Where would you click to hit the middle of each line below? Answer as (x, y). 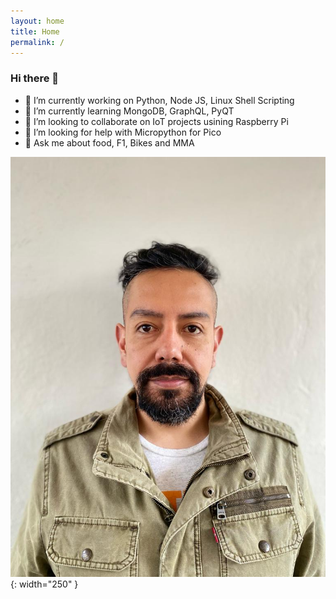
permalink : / (37, 42)
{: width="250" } (44, 584)
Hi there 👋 (35, 78)
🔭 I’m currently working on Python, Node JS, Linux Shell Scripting (159, 100)
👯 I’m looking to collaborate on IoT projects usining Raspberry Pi (156, 121)
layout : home (37, 21)
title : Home (35, 31)
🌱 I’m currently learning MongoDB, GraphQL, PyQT (129, 111)
